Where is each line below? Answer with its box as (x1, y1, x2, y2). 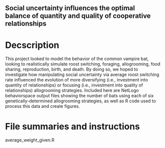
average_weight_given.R (5, 137, 55, 143)
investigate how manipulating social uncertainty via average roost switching (5, 72, 160, 77)
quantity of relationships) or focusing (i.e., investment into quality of (5, 82, 143, 88)
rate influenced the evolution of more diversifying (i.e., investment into (5, 77, 148, 83)
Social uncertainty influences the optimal (5, 4, 135, 12)
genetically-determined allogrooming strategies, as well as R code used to (5, 98, 156, 104)
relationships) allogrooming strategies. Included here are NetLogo (5, 87, 139, 93)
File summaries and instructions (5, 121, 140, 132)
